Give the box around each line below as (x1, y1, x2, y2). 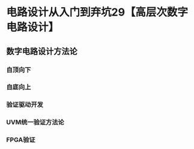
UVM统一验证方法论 (6, 118, 64, 126)
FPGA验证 (6, 136, 35, 144)
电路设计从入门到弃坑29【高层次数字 (6, 5, 188, 19)
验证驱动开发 (6, 101, 44, 109)
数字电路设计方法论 (6, 46, 77, 56)
